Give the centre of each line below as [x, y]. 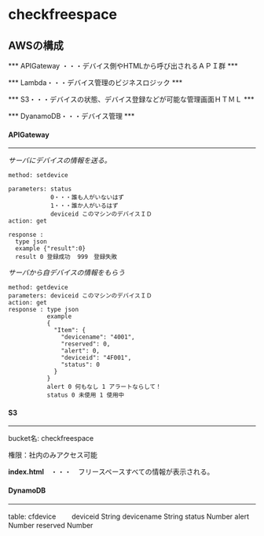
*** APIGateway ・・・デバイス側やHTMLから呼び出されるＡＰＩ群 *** [123, 66]
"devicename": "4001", [98, 337]
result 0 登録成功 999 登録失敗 [66, 257]
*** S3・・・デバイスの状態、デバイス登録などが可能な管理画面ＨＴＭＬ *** [131, 99]
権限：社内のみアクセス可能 [53, 455]
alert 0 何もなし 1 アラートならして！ [104, 387]
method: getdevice [38, 288]
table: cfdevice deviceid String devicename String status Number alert [129, 516]
